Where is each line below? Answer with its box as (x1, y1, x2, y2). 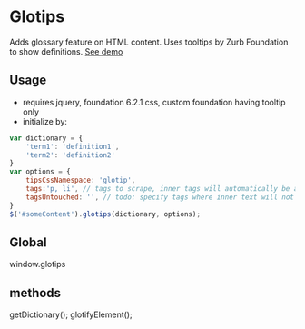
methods (9, 284, 62, 301)
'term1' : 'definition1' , (25, 142, 120, 151)
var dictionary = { (9, 134, 84, 143)
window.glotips (9, 259, 66, 270)
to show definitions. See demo (9, 45, 123, 56)
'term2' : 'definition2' (25, 150, 116, 160)
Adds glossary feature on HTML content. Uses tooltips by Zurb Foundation (9, 36, 289, 47)
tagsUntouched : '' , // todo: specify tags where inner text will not (25, 193, 295, 202)
